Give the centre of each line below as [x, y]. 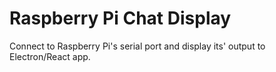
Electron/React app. [50, 56]
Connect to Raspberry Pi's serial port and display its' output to [137, 46]
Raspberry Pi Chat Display [120, 18]
